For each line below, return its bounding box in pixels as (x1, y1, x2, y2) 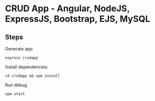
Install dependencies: (5, 64, 48, 70)
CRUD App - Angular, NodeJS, (5, 3, 130, 14)
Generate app (5, 46, 33, 51)
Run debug (5, 82, 27, 88)
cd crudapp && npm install (5, 74, 60, 78)
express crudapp (5, 55, 38, 60)
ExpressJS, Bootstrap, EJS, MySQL (5, 13, 151, 25)
